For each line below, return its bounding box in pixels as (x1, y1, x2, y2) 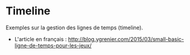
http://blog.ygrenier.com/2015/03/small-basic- (68, 35, 185, 42)
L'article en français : (14, 35, 67, 42)
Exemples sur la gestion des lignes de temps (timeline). (5, 24, 143, 31)
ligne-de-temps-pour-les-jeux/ (14, 42, 92, 49)
